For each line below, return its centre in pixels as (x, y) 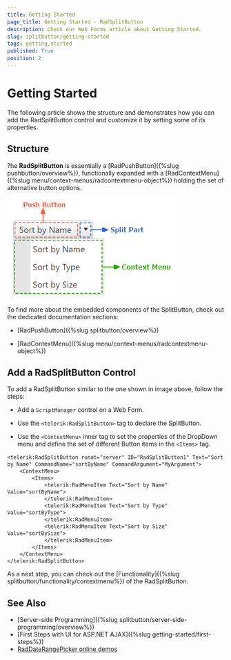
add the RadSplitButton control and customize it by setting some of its (106, 120)
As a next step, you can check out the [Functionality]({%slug (93, 574)
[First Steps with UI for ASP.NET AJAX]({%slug (84, 634)
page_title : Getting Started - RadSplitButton (75, 22)
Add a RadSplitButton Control (71, 373)
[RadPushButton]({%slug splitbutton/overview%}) (88, 330)
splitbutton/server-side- (153, 620)
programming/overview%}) (56, 627)
